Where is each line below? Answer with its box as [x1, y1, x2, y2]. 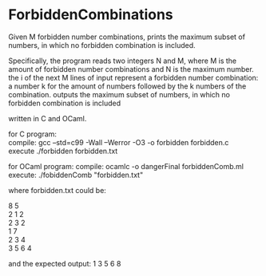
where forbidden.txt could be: [8, 185, 106, 195]
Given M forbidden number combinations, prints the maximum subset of [8, 32, 246, 41]
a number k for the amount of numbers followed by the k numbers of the [8, 81, 247, 91]
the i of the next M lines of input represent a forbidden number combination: [8, 73, 259, 82]
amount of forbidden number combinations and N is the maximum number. [8, 64, 254, 73]
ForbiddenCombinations [8, 6, 173, 24]
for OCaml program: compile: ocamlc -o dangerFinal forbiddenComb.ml [8, 161, 244, 171]
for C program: [8, 129, 58, 139]
